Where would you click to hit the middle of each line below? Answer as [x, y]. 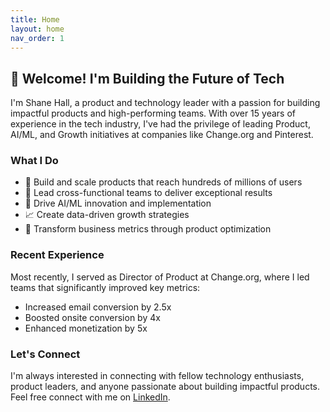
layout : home [37, 29]
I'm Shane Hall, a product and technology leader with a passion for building [165, 103]
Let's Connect [45, 354]
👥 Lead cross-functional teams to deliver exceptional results [148, 193]
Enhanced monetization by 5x [86, 328]
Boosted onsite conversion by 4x [92, 317]
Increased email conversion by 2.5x [98, 307]
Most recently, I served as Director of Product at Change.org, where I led [160, 277]
